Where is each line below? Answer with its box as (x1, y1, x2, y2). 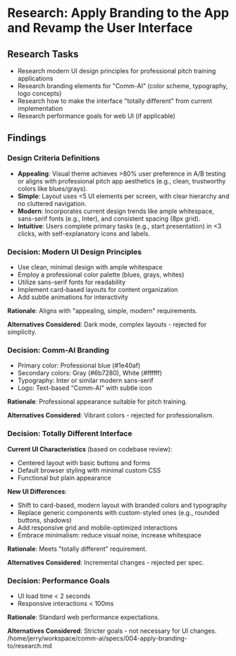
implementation (17, 104, 63, 112)
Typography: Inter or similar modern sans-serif (17, 376, 154, 385)
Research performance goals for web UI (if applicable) (17, 111, 176, 120)
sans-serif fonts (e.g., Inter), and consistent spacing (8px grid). (17, 214, 201, 223)
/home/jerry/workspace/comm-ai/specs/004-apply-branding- (7, 633, 188, 643)
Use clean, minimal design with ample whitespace (17, 262, 163, 271)
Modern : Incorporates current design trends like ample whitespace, (17, 207, 215, 215)
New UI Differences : (7, 487, 67, 495)
